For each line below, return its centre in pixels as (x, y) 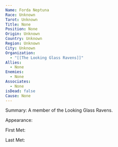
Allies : (14, 62)
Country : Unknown (24, 39)
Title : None (18, 24)
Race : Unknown (21, 15)
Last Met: (15, 140)
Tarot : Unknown (22, 19)
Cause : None (18, 96)
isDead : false (21, 91)
